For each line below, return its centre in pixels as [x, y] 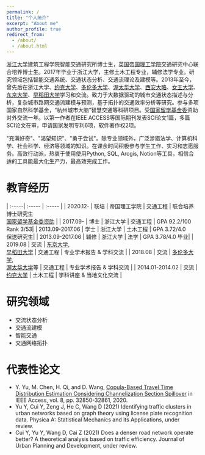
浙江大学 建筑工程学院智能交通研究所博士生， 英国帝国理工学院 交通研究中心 [100, 64]
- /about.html [30, 46]
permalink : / [23, 12]
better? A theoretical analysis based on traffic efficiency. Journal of [100, 439]
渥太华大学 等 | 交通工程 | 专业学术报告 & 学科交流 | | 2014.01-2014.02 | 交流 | [102, 267]
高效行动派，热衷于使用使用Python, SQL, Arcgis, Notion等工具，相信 [103, 153]
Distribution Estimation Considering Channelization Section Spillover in [104, 393]
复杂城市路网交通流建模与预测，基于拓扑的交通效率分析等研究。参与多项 [108, 102]
